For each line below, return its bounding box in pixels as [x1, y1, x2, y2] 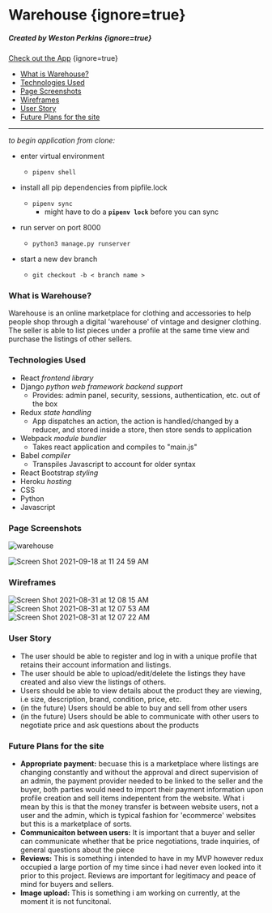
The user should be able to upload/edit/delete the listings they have [19, 668, 246, 678]
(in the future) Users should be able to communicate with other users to [19, 711, 259, 721]
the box [32, 399, 58, 409]
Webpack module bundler [19, 433, 107, 443]
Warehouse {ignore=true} [8, 6, 186, 24]
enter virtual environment [19, 152, 105, 161]
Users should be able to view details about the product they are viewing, [19, 685, 262, 695]
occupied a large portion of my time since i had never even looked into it [19, 862, 261, 872]
